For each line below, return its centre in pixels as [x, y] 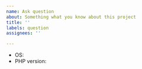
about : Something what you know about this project [71, 17]
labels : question [28, 28]
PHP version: [30, 61]
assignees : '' [24, 33]
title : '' [18, 22]
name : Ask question [30, 11]
